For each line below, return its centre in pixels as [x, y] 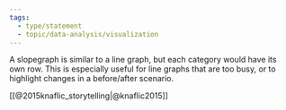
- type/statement [50, 26]
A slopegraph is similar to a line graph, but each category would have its [143, 60]
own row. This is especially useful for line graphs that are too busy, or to [143, 69]
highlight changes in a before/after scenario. [92, 79]
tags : [19, 17]
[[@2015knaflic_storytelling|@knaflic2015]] [89, 96]
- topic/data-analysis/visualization [88, 34]
